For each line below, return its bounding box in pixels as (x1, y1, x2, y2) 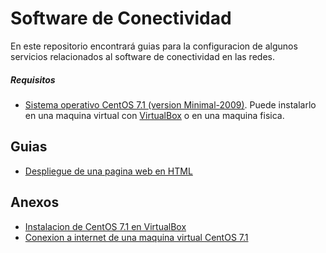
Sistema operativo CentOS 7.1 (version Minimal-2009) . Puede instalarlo (24, 98, 317, 111)
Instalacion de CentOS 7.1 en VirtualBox (24, 220, 187, 232)
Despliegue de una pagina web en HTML (24, 165, 193, 177)
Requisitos (10, 73, 56, 86)
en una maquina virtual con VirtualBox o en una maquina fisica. (24, 109, 285, 121)
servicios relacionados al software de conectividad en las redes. (10, 50, 275, 62)
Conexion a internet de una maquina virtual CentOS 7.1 (24, 231, 249, 243)
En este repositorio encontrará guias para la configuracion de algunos (10, 40, 298, 52)
